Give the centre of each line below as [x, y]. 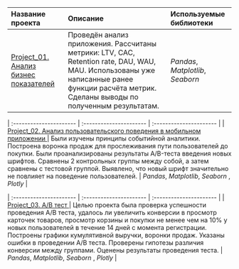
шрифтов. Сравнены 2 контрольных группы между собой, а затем [108, 161]
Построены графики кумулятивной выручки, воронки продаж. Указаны [116, 235]
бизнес [23, 75]
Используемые [198, 14]
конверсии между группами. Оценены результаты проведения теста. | [115, 250]
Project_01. [30, 57]
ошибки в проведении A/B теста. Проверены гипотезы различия [106, 243]
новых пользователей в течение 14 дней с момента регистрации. [107, 227]
